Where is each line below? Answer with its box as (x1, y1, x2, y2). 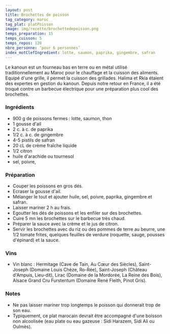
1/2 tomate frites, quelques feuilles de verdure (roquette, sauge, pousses (12, 232, 165, 238)
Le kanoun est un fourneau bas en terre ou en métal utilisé (5, 64, 128, 70)
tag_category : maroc (5, 17, 49, 22)
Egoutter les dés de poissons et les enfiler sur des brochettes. (12, 210, 143, 216)
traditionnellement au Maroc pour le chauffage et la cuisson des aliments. (5, 69, 159, 75)
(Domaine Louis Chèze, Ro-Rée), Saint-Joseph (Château (29, 267, 147, 273)
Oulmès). (12, 323, 32, 329)
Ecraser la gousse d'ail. (12, 188, 62, 194)
